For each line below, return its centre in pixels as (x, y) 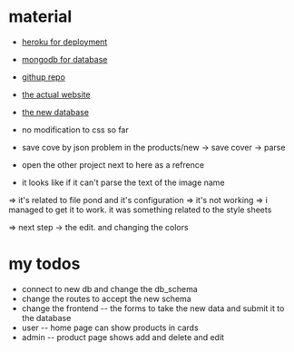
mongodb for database (64, 59)
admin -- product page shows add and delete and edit (122, 337)
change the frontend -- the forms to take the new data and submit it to (153, 308)
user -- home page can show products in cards (110, 328)
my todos (44, 264)
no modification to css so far (75, 130)
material (40, 17)
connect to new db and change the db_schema (110, 288)
